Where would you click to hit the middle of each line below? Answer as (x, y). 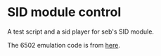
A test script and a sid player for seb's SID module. (81, 31)
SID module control (64, 12)
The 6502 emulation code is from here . (64, 45)
